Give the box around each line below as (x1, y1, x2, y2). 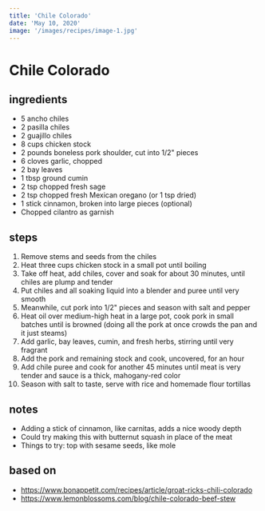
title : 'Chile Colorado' (9, 11, 92, 20)
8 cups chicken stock (20, 139, 91, 149)
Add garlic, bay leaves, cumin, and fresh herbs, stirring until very (20, 337, 234, 346)
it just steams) (20, 329, 68, 338)
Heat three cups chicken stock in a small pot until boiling (20, 261, 207, 270)
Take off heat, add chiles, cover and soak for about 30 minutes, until (20, 269, 246, 278)
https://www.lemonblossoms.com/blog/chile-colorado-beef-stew (20, 493, 236, 503)
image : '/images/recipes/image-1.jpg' (9, 26, 138, 34)
